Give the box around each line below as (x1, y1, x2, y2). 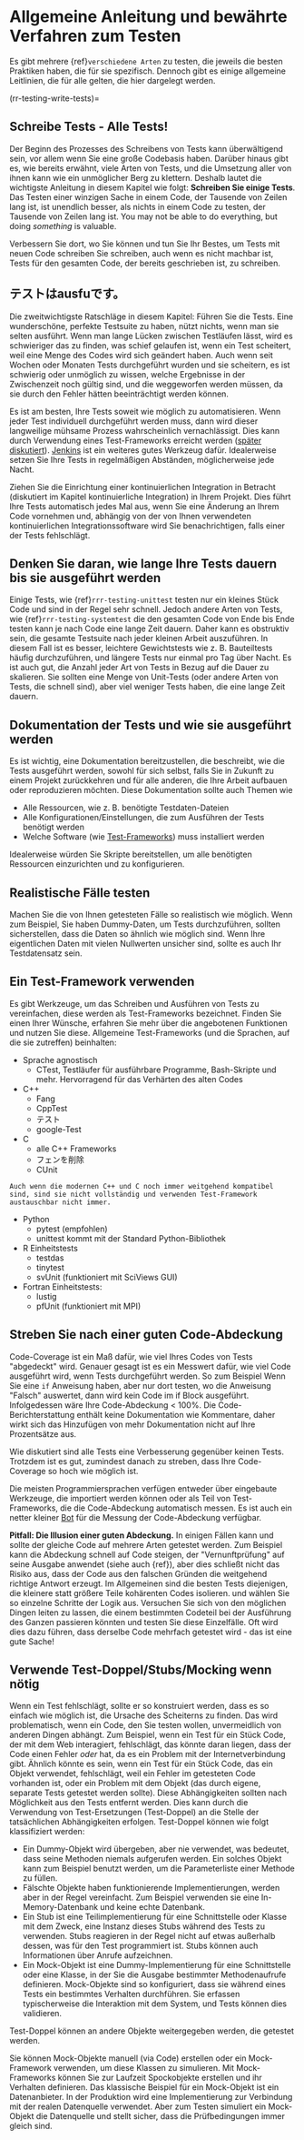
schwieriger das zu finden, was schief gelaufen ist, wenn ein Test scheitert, (9, 339, 292, 351)
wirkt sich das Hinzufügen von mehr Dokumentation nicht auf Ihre (9, 1419, 256, 1430)
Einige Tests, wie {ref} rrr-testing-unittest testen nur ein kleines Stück (9, 594, 279, 606)
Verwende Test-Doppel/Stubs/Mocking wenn (9, 1663, 272, 1678)
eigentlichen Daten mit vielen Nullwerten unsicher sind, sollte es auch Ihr (9, 939, 282, 949)
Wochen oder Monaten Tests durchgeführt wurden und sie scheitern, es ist (9, 359, 290, 370)
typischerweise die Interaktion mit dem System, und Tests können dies (22, 1998, 288, 2009)
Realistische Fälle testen (9, 885, 151, 900)
